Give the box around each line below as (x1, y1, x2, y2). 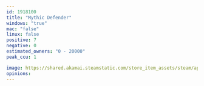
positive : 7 (6, 37, 36, 43)
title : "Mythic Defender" (6, 15, 72, 21)
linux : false (6, 31, 39, 38)
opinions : (6, 70, 32, 76)
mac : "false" (6, 25, 39, 32)
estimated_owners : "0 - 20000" (6, 48, 86, 55)
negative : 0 (6, 43, 36, 49)
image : (6, 65, 23, 71)
